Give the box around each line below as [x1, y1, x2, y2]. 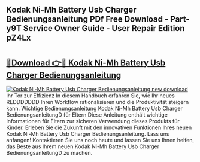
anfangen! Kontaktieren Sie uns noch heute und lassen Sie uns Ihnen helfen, [6, 137, 195, 143]
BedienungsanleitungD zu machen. [6, 149, 93, 156]
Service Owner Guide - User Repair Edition [23, 23, 185, 33]
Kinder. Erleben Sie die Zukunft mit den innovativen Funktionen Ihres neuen [6, 124, 192, 131]
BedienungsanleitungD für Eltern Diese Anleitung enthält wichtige [6, 111, 168, 118]
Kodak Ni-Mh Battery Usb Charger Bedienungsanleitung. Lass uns [6, 130, 169, 137]
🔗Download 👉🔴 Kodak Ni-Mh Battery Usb [6, 57, 166, 68]
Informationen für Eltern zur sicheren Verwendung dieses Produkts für [6, 118, 180, 124]
